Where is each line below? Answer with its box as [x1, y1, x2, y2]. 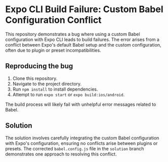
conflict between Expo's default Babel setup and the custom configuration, [5, 42, 161, 48]
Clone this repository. [12, 75, 58, 82]
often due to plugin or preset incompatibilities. [5, 47, 101, 53]
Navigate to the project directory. [12, 80, 82, 87]
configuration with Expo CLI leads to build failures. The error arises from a [5, 36, 159, 43]
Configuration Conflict [5, 14, 102, 26]
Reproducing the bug [5, 62, 73, 70]
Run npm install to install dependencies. [12, 86, 98, 92]
